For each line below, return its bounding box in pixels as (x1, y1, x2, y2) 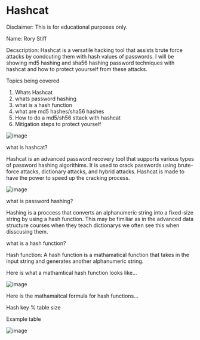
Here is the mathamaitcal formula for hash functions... (6, 292, 139, 299)
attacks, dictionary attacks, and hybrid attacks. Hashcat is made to (20, 168, 185, 175)
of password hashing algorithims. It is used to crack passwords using (6, 161, 177, 169)
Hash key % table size (6, 304, 61, 311)
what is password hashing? (6, 197, 73, 204)
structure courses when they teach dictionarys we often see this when (6, 222, 180, 229)
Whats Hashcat (14, 88, 53, 96)
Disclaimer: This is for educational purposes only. (6, 23, 128, 30)
